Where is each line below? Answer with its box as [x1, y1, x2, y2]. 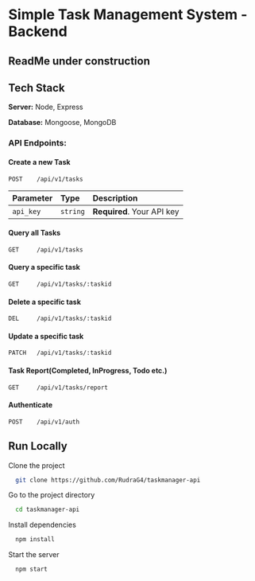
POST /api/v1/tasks [8, 175, 83, 183]
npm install [15, 536, 56, 544]
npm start [15, 565, 48, 574]
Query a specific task [8, 263, 81, 272]
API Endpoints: [8, 138, 68, 149]
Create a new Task [8, 157, 71, 166]
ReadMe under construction [8, 54, 151, 68]
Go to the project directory [8, 490, 95, 500]
